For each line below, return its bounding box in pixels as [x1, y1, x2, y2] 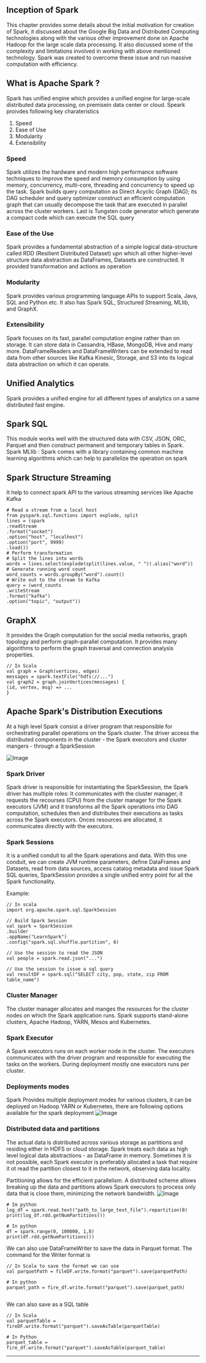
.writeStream [6, 588, 40, 594]
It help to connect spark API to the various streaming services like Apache [6, 489, 194, 496]
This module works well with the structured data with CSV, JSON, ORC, [6, 435, 186, 443]
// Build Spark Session [6, 918, 67, 924]
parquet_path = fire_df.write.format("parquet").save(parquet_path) [6, 1284, 185, 1291]
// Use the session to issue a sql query [6, 966, 114, 973]
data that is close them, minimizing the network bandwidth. [6, 1189, 156, 1197]
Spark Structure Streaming [6, 472, 112, 483]
